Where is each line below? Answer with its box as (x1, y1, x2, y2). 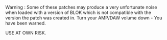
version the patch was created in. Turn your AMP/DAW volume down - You (5, 15, 162, 20)
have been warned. (5, 20, 46, 26)
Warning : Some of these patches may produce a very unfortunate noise (5, 4, 157, 10)
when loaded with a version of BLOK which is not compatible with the (5, 9, 152, 15)
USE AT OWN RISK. (5, 30, 46, 35)
